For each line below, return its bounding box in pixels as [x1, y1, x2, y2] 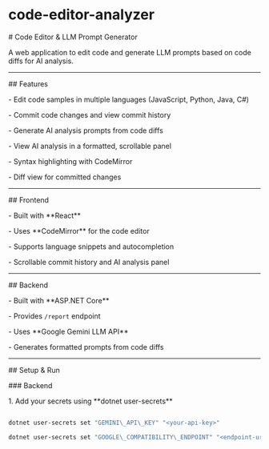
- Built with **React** [8, 210, 82, 220]
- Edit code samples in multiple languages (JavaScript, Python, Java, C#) [8, 94, 250, 104]
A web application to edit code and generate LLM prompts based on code [8, 47, 252, 57]
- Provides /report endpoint [8, 311, 102, 321]
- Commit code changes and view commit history [8, 110, 171, 119]
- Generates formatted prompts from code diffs [8, 342, 164, 351]
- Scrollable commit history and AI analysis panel [8, 257, 170, 267]
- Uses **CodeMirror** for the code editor [8, 226, 150, 235]
